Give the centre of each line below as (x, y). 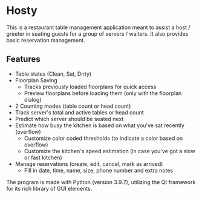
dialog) (33, 99)
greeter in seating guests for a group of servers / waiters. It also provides (97, 33)
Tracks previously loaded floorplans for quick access (90, 87)
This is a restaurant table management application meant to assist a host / (98, 27)
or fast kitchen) (43, 157)
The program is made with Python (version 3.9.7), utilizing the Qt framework (101, 182)
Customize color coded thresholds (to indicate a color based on (103, 138)
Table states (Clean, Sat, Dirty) (53, 74)
